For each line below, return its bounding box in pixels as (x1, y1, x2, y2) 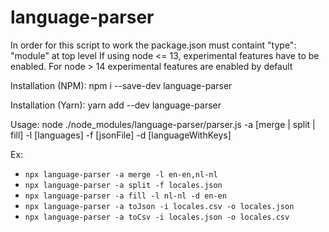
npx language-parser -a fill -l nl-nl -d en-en (24, 191, 227, 201)
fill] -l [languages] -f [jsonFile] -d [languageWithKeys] (10, 129, 232, 141)
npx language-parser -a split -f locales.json (24, 180, 223, 190)
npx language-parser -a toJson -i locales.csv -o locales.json (24, 201, 295, 211)
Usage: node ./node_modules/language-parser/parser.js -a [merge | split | (10, 118, 316, 130)
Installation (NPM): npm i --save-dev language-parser (10, 79, 233, 91)
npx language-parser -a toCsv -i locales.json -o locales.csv (24, 212, 290, 222)
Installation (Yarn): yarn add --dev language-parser (10, 99, 222, 111)
